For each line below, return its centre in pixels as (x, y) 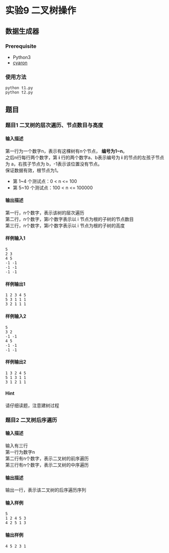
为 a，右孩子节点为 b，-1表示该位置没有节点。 (54, 164)
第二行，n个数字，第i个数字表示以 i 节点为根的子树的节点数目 (70, 219)
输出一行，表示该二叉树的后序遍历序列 (46, 490)
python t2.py (19, 93)
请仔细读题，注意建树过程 (32, 405)
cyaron (20, 63)
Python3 (22, 57)
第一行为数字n (20, 452)
